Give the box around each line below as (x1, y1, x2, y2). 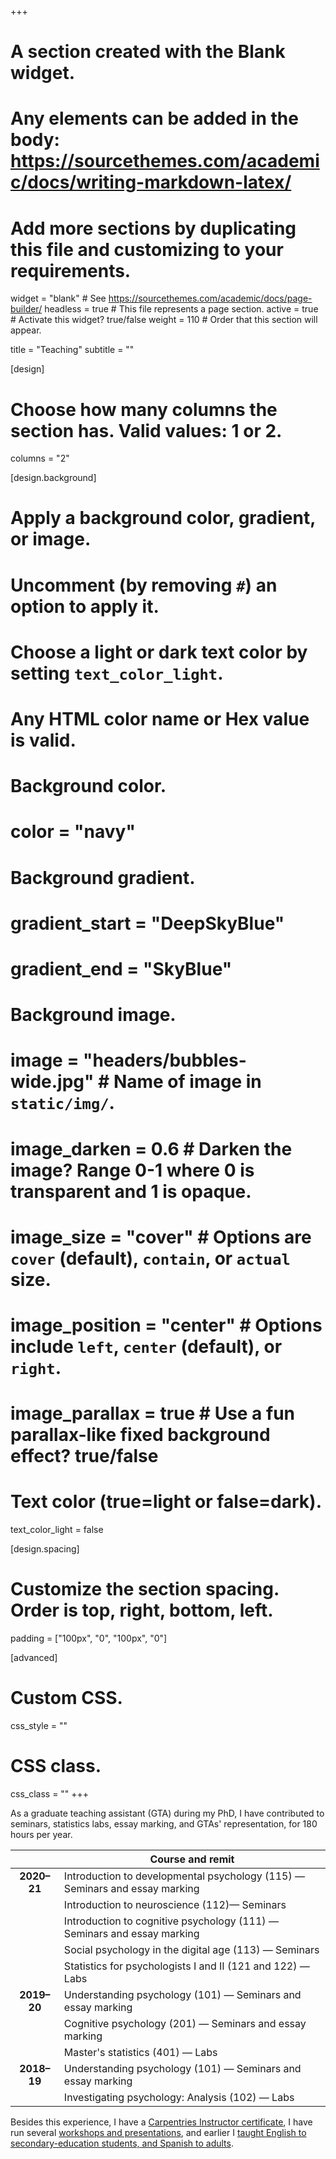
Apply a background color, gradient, (10, 507, 316, 530)
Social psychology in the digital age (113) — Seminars (63, 1942, 320, 1956)
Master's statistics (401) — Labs (63, 2045, 218, 2059)
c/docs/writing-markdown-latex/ (10, 171, 292, 194)
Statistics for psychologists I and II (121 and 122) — (63, 1959, 310, 1973)
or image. (10, 528, 92, 551)
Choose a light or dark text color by (10, 641, 308, 663)
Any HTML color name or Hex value (10, 708, 310, 730)
